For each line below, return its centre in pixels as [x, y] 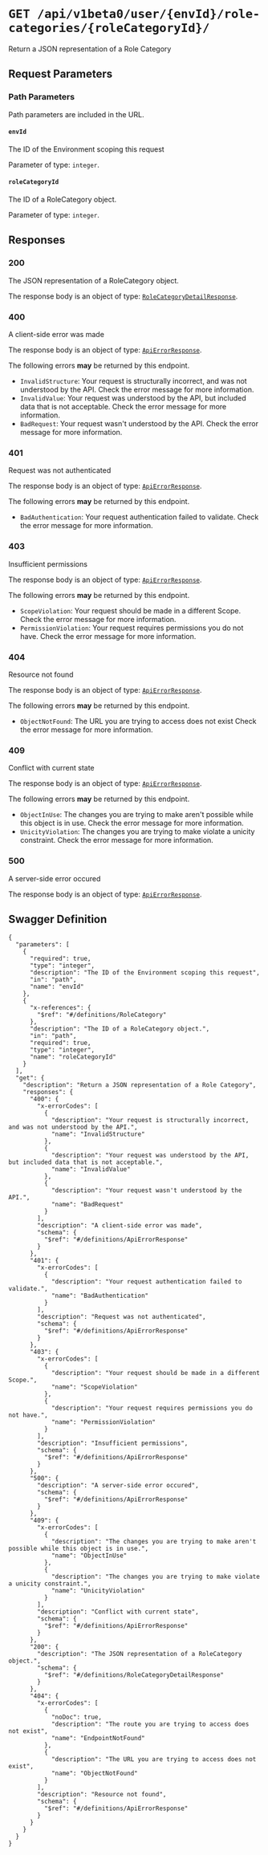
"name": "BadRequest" [87, 1205]
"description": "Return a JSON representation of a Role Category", [140, 1085]
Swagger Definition [58, 919]
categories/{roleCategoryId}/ [109, 28]
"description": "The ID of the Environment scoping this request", [145, 973]
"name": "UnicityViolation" [98, 1591]
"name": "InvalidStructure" [98, 1134]
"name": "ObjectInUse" [89, 1556]
